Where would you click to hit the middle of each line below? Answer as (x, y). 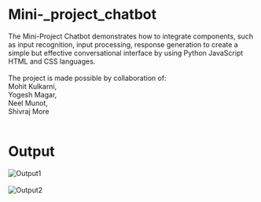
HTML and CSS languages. (52, 61)
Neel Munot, (28, 103)
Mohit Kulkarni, (33, 86)
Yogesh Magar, (33, 94)
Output (31, 152)
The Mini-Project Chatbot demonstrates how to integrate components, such (131, 36)
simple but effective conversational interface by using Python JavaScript (126, 53)
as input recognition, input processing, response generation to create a (123, 44)
